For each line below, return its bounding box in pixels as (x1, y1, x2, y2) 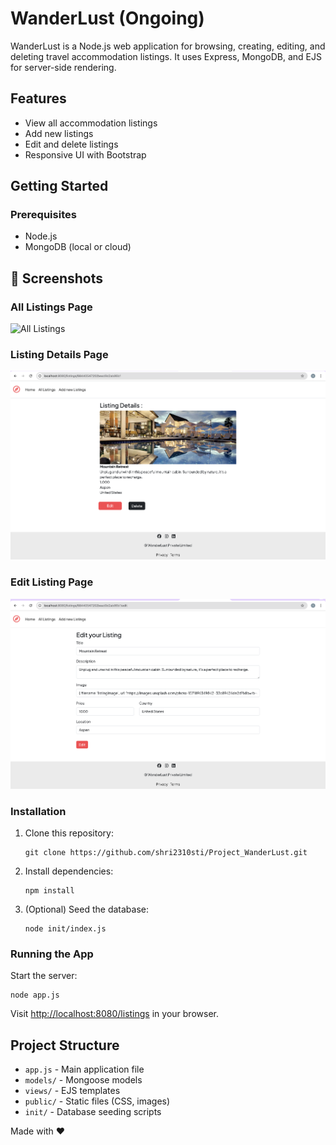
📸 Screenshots (10, 270, 104, 287)
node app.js (10, 990, 60, 1001)
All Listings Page (10, 300, 93, 314)
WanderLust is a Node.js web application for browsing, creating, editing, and (10, 40, 326, 52)
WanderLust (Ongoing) (10, 7, 205, 30)
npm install (24, 885, 75, 896)
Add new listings (24, 127, 94, 139)
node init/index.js (24, 923, 107, 934)
